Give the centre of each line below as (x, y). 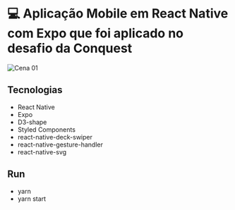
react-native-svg (42, 152)
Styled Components (47, 129)
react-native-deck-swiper (55, 137)
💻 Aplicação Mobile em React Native (118, 14)
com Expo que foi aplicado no (95, 33)
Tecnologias (35, 90)
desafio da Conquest (70, 48)
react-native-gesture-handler (60, 144)
